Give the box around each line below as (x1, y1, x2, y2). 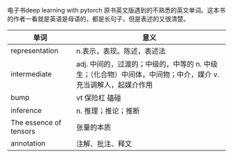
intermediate (10, 69, 52, 78)
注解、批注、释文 (76, 139, 132, 148)
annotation (10, 139, 46, 148)
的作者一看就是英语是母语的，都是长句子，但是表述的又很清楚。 (7, 15, 189, 23)
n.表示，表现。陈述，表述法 (76, 46, 166, 55)
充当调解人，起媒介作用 (76, 80, 153, 89)
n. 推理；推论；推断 (76, 106, 140, 116)
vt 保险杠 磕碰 (76, 93, 121, 103)
